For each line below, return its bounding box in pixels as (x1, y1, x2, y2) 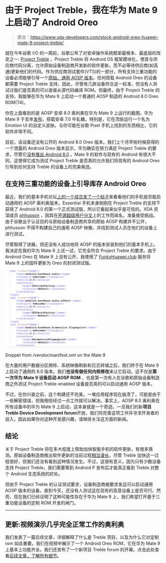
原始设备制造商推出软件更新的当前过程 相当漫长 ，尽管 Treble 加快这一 (13, 452, 155, 458)
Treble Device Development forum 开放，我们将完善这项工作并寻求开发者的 (5, 410, 160, 416)
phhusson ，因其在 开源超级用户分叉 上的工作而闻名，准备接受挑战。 (19, 212, 158, 218)
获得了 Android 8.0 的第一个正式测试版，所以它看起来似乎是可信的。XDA (5, 206, 153, 212)
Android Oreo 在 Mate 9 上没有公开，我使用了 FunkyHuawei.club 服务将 (5, 253, 151, 260)
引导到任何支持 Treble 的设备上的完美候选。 (5, 164, 94, 170)
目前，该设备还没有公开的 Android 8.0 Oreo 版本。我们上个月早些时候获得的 (5, 139, 160, 145)
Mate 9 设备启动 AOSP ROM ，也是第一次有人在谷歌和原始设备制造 (23, 375, 160, 380)
